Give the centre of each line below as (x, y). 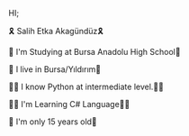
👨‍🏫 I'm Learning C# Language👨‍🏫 (69, 104)
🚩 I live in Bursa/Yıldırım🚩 (55, 69)
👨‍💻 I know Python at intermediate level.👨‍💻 (86, 86)
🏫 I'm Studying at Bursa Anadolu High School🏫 (94, 52)
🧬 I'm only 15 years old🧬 (53, 122)
